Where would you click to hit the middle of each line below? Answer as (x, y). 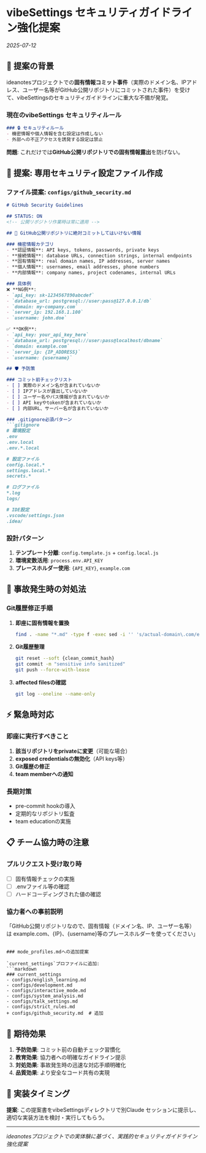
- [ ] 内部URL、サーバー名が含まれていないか (58, 408)
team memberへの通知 (44, 774)
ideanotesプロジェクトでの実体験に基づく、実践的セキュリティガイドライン (102, 1136)
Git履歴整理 (30, 647)
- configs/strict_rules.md (41, 1007)
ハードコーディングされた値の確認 (58, 894)
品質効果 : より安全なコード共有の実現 (63, 1073)
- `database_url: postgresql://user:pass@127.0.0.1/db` (79, 301)
